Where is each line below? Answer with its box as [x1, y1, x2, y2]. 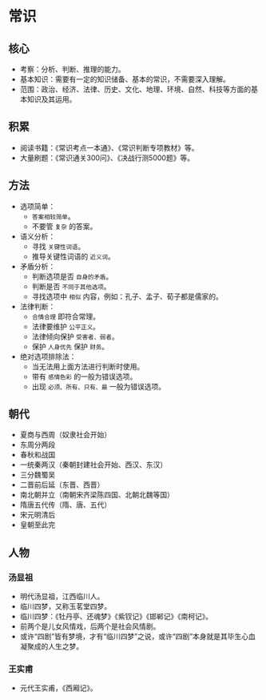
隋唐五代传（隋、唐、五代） [19, 500, 112, 509]
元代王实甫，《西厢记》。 [19, 683, 97, 693]
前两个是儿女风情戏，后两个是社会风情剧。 [19, 622, 161, 631]
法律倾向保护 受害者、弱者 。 [31, 332, 119, 341]
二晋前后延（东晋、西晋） [19, 480, 105, 489]
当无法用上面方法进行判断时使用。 [31, 361, 145, 371]
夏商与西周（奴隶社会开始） [19, 430, 112, 440]
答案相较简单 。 [31, 211, 75, 221]
